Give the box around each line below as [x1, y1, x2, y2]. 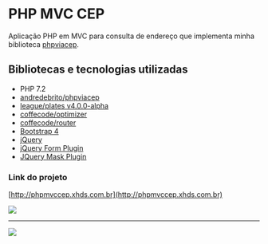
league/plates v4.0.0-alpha [19, 100, 109, 110]
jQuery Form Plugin [19, 143, 84, 152]
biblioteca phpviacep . [8, 39, 80, 49]
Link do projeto [8, 171, 68, 183]
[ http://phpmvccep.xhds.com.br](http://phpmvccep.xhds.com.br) [8, 190, 223, 199]
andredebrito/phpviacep [19, 92, 100, 102]
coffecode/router [19, 117, 77, 128]
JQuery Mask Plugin [19, 152, 87, 161]
